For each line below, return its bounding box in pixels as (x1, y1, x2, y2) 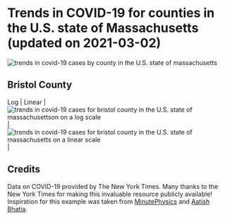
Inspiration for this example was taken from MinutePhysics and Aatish (7, 197, 210, 206)
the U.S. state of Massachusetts (7, 20, 199, 36)
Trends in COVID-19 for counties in (7, 5, 215, 21)
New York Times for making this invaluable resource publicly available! (7, 190, 213, 198)
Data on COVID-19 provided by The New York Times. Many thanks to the (7, 182, 219, 190)
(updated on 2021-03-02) (7, 35, 162, 51)
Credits (7, 163, 41, 175)
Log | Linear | (7, 98, 47, 106)
